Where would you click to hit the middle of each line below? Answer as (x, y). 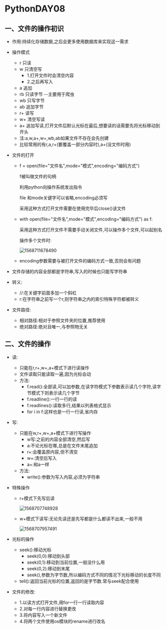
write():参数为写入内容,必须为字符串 (63, 477)
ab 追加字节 (31, 107)
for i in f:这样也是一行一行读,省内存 (62, 412)
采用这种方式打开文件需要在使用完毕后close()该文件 (72, 208)
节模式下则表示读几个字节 (53, 393)
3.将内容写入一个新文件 (43, 615)
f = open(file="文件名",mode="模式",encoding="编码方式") (79, 166)
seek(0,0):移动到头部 (48, 556)
